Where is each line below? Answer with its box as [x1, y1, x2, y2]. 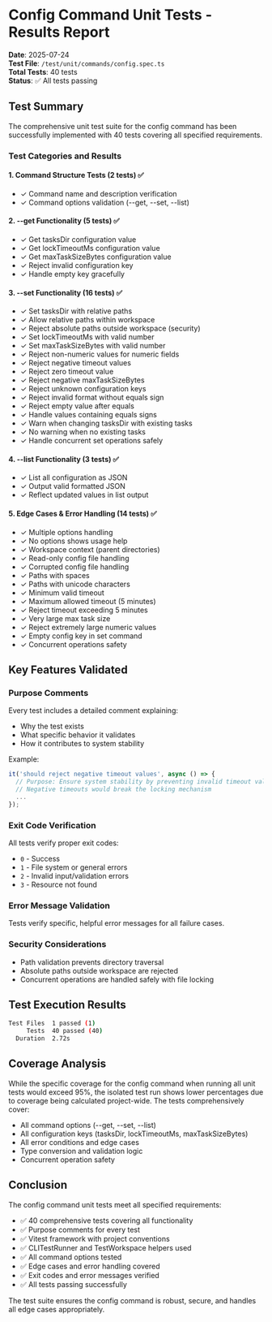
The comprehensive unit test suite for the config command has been [8, 121, 237, 131]
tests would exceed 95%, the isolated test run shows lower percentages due [8, 1087, 264, 1097]
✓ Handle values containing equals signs [19, 410, 158, 420]
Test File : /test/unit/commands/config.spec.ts [8, 58, 165, 68]
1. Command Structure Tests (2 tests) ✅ [8, 171, 144, 180]
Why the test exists [19, 721, 85, 732]
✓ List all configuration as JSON [19, 473, 128, 482]
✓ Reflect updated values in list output [19, 490, 149, 500]
